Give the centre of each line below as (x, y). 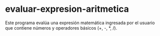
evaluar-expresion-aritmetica (67, 9)
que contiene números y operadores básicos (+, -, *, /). (61, 28)
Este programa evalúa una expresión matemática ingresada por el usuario (80, 23)
